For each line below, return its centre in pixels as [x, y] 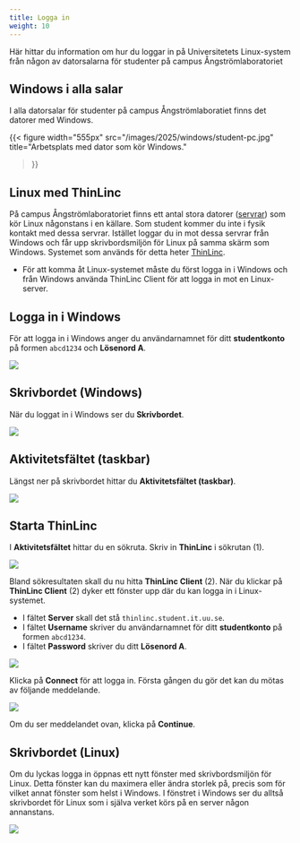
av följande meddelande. [55, 690]
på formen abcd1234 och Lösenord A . [77, 348]
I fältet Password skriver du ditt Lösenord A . [104, 647]
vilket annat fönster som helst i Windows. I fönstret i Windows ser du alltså [146, 793]
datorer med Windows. [51, 120]
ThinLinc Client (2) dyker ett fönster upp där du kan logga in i [123, 591]
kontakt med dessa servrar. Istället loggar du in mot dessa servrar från [139, 233]
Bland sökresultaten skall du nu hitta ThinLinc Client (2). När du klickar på [146, 581]
